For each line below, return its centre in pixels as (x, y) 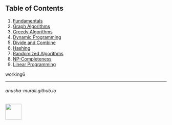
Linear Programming (34, 64)
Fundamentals (28, 20)
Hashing (21, 48)
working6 (15, 74)
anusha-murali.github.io (31, 91)
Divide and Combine (34, 43)
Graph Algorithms (31, 26)
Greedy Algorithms (33, 32)
